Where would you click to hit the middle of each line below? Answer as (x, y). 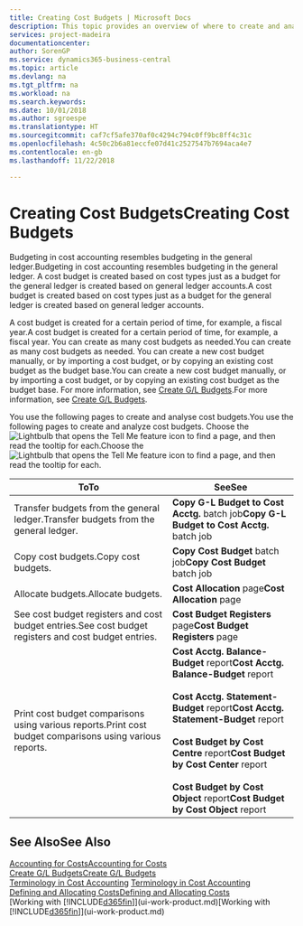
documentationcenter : (50, 43)
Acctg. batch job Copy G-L (230, 514)
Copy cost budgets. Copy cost (77, 557)
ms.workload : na (40, 93)
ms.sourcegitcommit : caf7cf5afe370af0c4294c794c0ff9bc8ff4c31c (131, 136)
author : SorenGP (40, 51)
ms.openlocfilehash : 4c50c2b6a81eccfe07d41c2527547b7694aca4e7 (131, 144)
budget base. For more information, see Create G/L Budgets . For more (138, 390)
